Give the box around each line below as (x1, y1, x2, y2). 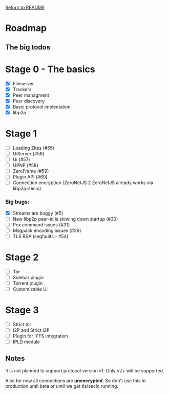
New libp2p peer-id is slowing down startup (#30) (12, 216, 118, 222)
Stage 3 (5, 305, 39, 316)
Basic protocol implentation (12, 103, 71, 110)
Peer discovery (12, 98, 45, 104)
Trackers (12, 86, 32, 92)
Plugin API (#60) (12, 174, 48, 180)
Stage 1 (5, 128, 37, 139)
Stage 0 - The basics (5, 63, 96, 75)
